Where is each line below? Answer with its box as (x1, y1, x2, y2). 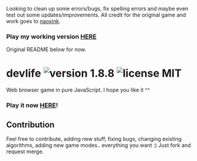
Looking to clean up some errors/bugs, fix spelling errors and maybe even (6, 5, 189, 12)
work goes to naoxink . (6, 18, 61, 24)
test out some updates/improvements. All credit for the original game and (6, 11, 186, 18)
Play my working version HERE (6, 32, 97, 40)
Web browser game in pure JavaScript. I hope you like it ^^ (6, 86, 150, 94)
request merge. (6, 148, 44, 155)
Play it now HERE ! (6, 101, 59, 109)
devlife (6, 67, 42, 80)
